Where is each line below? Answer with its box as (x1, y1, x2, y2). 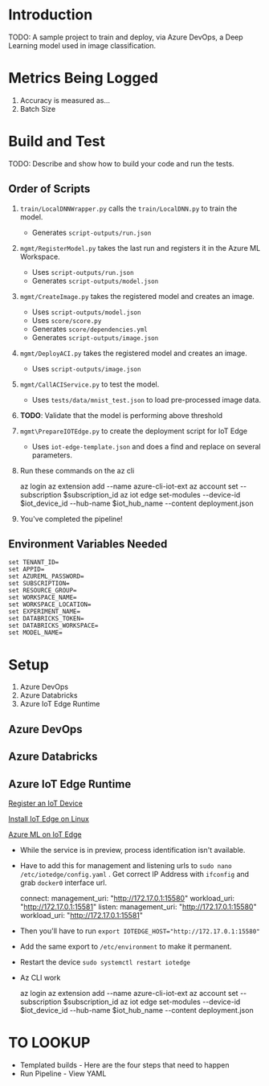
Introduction (8, 6, 93, 24)
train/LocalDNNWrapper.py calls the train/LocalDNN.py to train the (19, 203, 238, 213)
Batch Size (19, 104, 56, 113)
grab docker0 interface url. (19, 878, 107, 887)
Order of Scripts (8, 182, 91, 196)
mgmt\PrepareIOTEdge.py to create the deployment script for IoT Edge (19, 426, 248, 436)
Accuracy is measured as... (19, 95, 111, 105)
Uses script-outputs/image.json (31, 363, 141, 373)
